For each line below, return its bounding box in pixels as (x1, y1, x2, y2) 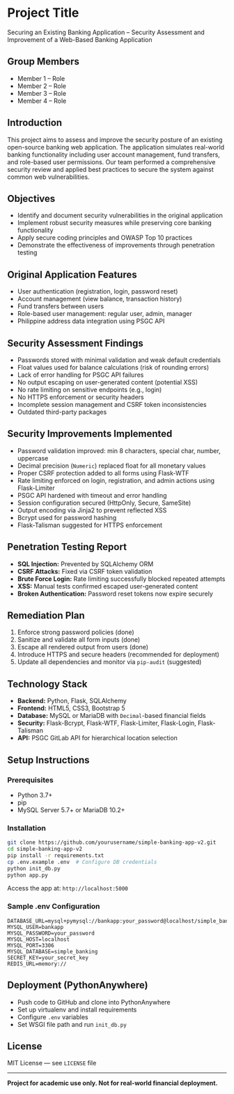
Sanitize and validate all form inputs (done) (17, 635, 141, 644)
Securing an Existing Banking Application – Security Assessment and (7, 28, 205, 36)
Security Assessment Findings (7, 337, 144, 349)
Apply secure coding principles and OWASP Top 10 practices (17, 233, 193, 242)
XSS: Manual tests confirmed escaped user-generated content (17, 582, 198, 590)
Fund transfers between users (17, 302, 104, 310)
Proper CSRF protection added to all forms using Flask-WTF (17, 468, 189, 477)
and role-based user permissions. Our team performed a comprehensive (7, 157, 216, 166)
